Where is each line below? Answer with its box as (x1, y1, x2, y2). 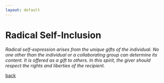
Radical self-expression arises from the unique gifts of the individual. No (5, 46, 159, 52)
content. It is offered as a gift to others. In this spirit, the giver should (5, 57, 151, 63)
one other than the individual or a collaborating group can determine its (5, 51, 158, 58)
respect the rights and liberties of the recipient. (5, 62, 105, 69)
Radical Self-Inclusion (5, 29, 101, 41)
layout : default (5, 7, 40, 13)
